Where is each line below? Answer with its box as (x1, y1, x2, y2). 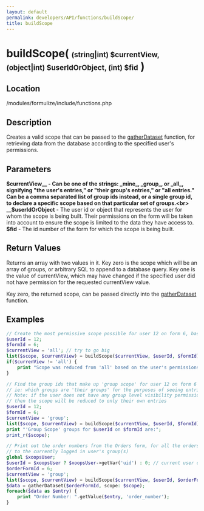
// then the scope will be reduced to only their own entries (6, 398, 167, 405)
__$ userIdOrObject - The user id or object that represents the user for (6, 206, 183, 213)
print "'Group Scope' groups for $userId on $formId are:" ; (6, 426, 162, 433)
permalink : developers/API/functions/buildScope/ (6, 15, 135, 21)
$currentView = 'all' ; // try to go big (6, 347, 110, 353)
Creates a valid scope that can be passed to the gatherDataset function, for (6, 133, 195, 141)
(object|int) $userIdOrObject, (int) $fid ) (6, 59, 145, 73)
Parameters (6, 164, 52, 174)
